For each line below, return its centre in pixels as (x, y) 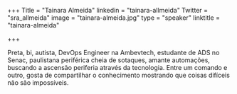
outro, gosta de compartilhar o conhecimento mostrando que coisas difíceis (118, 75)
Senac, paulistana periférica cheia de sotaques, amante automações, (109, 60)
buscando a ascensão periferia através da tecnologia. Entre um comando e (117, 67)
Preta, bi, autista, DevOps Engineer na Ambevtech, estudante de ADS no (114, 53)
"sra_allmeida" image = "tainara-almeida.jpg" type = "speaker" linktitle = (114, 18)
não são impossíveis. (38, 83)
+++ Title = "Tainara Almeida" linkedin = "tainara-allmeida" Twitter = (108, 10)
